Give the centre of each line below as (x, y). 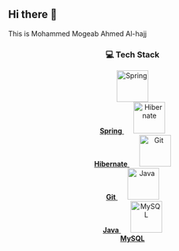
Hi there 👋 (33, 15)
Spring (111, 131)
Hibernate (111, 164)
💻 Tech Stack (132, 54)
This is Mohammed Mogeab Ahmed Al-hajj (78, 33)
